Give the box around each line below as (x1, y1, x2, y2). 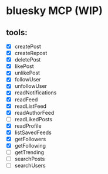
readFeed (14, 95, 38, 103)
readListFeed (14, 103, 47, 110)
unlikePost (14, 69, 40, 77)
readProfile (14, 122, 42, 129)
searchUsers (14, 162, 46, 169)
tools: (6, 28, 28, 37)
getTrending (14, 149, 45, 156)
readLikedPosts (14, 115, 53, 122)
